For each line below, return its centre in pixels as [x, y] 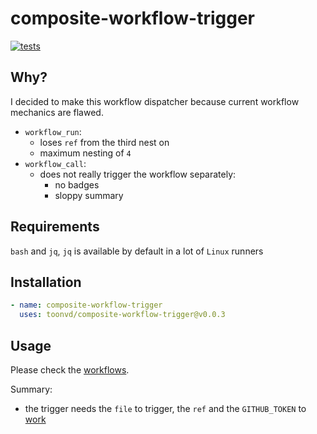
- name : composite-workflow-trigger [86, 305]
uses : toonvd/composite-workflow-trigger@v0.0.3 [122, 315]
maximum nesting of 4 [85, 153]
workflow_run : [53, 131]
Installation [46, 282]
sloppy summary [89, 195]
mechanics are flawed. [57, 112]
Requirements [55, 227]
